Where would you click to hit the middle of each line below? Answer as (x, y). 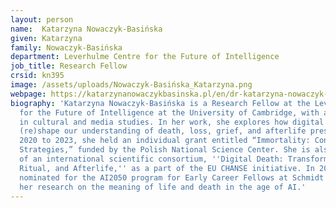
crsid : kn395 (37, 76)
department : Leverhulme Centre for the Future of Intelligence (145, 57)
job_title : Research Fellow (69, 66)
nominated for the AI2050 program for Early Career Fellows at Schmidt (172, 177)
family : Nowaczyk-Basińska (66, 47)
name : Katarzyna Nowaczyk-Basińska (86, 29)
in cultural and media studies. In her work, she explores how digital (172, 122)
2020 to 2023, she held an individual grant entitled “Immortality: (165, 141)
